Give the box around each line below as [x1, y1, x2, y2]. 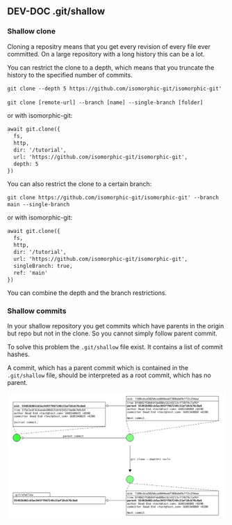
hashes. [7, 350, 30, 358]
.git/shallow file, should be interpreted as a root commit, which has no [7, 371, 212, 379]
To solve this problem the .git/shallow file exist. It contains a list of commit [7, 342, 224, 351]
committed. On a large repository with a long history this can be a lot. [7, 50, 205, 58]
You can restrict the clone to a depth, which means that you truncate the [7, 63, 215, 72]
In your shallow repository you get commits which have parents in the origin [7, 321, 224, 330]
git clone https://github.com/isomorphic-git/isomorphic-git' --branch [7, 194, 219, 201]
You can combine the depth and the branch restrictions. [7, 289, 167, 297]
